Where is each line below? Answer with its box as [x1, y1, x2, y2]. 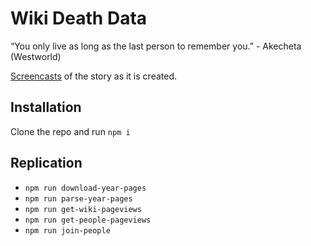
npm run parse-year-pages [24, 193, 133, 204]
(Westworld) [10, 50, 62, 62]
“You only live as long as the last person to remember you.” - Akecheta [10, 40, 302, 52]
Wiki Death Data [10, 7, 148, 30]
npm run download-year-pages [24, 183, 147, 193]
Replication [10, 155, 83, 172]
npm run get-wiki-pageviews [24, 204, 142, 214]
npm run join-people [24, 225, 111, 236]
